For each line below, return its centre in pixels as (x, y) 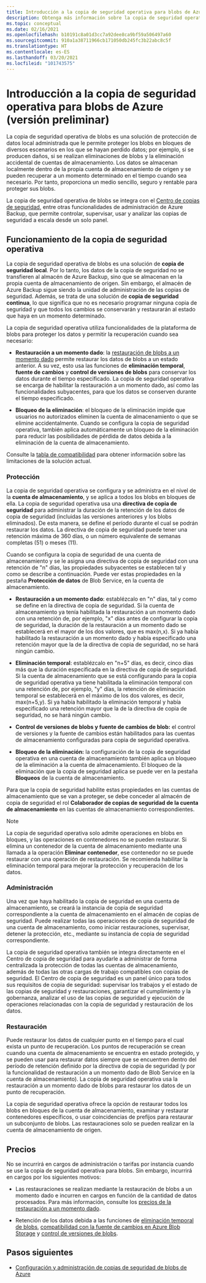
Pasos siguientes (40, 1253)
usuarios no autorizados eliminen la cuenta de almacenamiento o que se (107, 417)
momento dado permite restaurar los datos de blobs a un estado (97, 359)
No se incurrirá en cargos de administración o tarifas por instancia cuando (100, 1164)
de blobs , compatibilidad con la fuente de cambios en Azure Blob (98, 1227)
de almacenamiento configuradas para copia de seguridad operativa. (102, 740)
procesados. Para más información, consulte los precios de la (93, 1201)
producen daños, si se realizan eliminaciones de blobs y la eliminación (95, 156)
